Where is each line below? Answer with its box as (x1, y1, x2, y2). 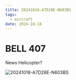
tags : (5, 12, 17, 17)
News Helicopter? (5, 60, 43, 66)
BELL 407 (5, 43, 46, 54)
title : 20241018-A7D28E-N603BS (5, 7, 71, 13)
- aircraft (10, 17, 33, 22)
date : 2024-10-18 (5, 21, 42, 27)
